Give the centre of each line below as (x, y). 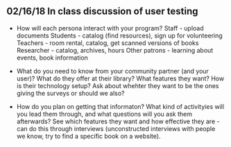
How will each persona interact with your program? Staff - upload (110, 28)
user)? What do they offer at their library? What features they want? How (120, 78)
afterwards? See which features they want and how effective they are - (118, 121)
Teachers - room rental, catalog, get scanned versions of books (108, 43)
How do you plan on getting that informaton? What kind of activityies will (120, 106)
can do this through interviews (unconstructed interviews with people (116, 128)
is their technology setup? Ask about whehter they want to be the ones (118, 85)
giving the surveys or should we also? (70, 93)
